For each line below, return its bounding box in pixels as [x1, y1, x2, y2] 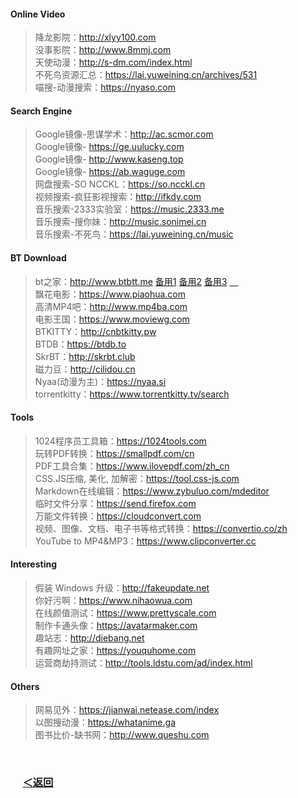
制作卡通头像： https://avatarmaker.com [34, 620, 198, 632]
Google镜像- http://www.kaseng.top [34, 153, 184, 165]
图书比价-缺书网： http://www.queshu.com [34, 729, 210, 741]
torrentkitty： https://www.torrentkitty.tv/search [34, 388, 230, 400]
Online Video [10, 8, 66, 20]
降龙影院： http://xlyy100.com [34, 31, 157, 44]
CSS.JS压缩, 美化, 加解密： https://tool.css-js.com [34, 472, 240, 484]
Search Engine [10, 105, 73, 117]
